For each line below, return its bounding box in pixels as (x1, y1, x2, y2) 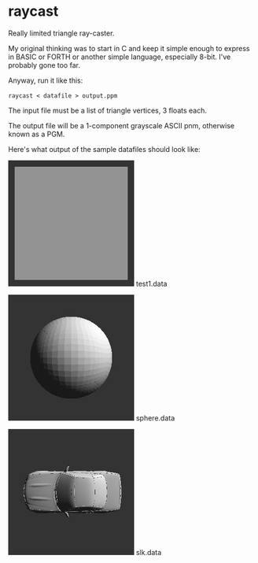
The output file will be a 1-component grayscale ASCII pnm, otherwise (8, 120, 234, 130)
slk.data (135, 547, 162, 557)
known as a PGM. (8, 129, 65, 139)
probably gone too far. (8, 60, 81, 69)
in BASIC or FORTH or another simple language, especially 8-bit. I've (8, 52, 231, 61)
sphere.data (135, 413, 175, 423)
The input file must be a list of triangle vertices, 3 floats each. (8, 106, 207, 115)
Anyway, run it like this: (8, 76, 83, 85)
